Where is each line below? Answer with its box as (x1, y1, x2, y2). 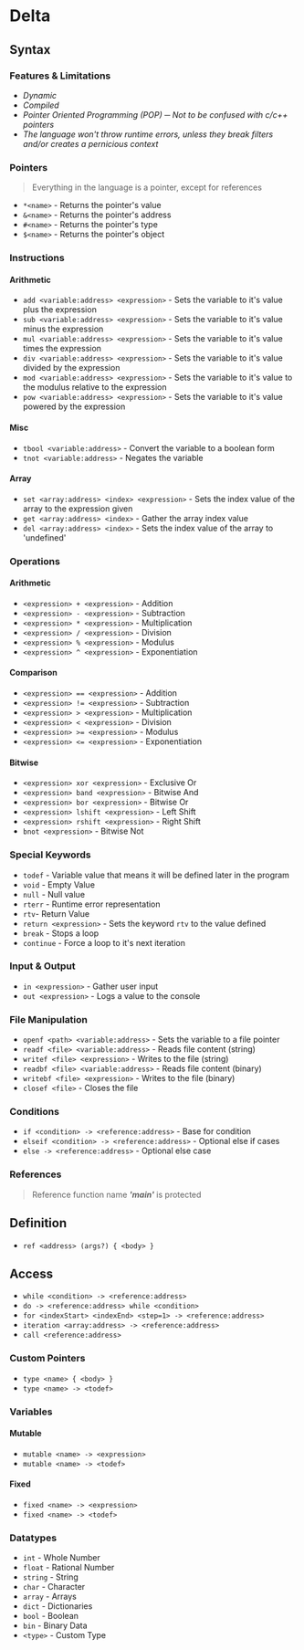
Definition (9, 1215, 67, 1231)
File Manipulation (9, 1013, 89, 1025)
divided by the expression (22, 363, 121, 373)
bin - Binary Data (22, 1620, 89, 1631)
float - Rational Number (22, 1562, 115, 1573)
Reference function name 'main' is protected (31, 1189, 202, 1200)
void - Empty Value (22, 878, 96, 890)
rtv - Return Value (22, 908, 89, 919)
